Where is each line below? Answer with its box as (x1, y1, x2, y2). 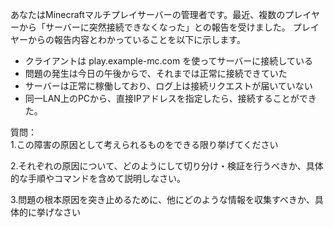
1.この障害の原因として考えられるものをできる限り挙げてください (10, 139, 279, 150)
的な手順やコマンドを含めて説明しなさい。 (10, 173, 186, 184)
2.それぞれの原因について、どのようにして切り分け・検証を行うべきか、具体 (10, 160, 324, 172)
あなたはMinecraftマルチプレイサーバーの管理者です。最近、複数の (10, 9, 286, 20)
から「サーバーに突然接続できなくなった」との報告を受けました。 (18, 21, 291, 33)
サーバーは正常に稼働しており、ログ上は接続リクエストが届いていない (24, 80, 313, 92)
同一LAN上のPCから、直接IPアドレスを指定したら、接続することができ (24, 93, 317, 104)
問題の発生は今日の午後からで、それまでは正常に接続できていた (24, 68, 288, 79)
